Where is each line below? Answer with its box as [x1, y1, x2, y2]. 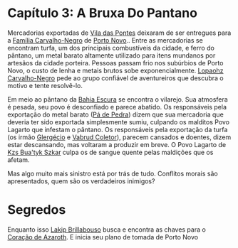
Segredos [7, 202, 66, 218]
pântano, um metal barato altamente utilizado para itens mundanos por [7, 51, 216, 60]
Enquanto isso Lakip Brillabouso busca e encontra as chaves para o [7, 225, 207, 234]
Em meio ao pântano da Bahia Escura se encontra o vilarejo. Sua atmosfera [7, 95, 228, 104]
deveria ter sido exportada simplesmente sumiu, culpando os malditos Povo [7, 117, 230, 126]
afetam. [7, 155, 30, 164]
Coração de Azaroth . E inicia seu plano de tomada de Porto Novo [7, 232, 198, 241]
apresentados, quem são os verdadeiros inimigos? [7, 176, 155, 185]
